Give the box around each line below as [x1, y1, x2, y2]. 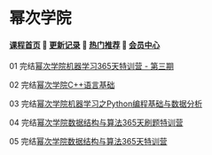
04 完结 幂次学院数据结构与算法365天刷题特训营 [9, 117, 184, 128]
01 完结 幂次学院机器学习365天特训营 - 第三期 [9, 61, 175, 72]
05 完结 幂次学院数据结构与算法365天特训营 [9, 136, 168, 147]
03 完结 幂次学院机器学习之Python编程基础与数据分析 [9, 98, 202, 109]
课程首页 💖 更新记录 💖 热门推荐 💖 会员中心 [9, 39, 161, 50]
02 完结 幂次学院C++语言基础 [9, 80, 115, 90]
